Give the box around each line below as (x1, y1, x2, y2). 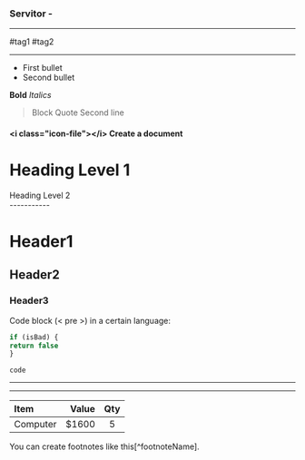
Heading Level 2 (9, 190, 71, 201)
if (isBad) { (9, 332, 59, 342)
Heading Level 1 (9, 160, 131, 181)
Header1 (9, 231, 74, 252)
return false (9, 341, 59, 350)
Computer (14, 418, 57, 431)
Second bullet (22, 72, 75, 83)
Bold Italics (9, 90, 52, 101)
